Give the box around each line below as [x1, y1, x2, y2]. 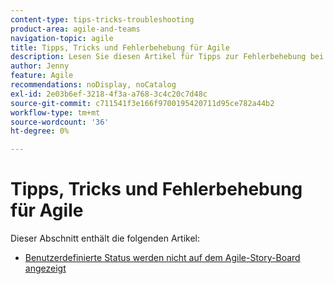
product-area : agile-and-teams [10, 24, 141, 34]
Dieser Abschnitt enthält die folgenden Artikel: [10, 232, 200, 245]
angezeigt [24, 262, 67, 275]
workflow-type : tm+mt [10, 107, 101, 118]
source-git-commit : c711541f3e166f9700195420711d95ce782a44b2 [10, 98, 275, 108]
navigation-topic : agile [10, 33, 114, 43]
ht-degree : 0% [10, 126, 70, 136]
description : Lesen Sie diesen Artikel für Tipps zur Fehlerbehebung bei [10, 52, 325, 62]
